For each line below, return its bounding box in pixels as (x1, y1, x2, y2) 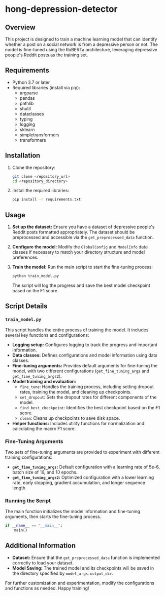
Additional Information (5, 542, 76, 550)
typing (19, 116, 33, 122)
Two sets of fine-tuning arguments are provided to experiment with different (5, 449, 160, 455)
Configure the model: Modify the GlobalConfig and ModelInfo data (12, 244, 148, 250)
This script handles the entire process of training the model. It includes (5, 327, 149, 333)
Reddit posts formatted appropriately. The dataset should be (12, 229, 135, 235)
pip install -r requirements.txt (12, 197, 81, 202)
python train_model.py (12, 274, 59, 278)
